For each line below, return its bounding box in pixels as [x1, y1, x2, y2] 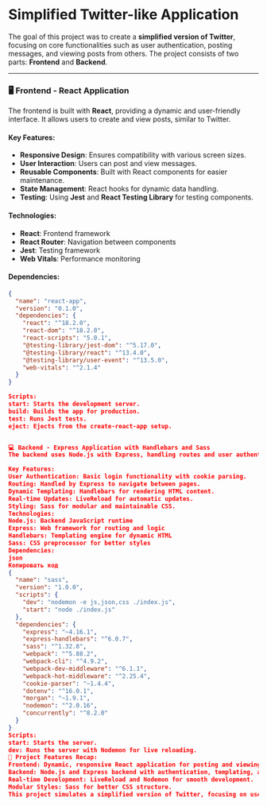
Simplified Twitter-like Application [8, 6, 239, 24]
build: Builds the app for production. [8, 407, 141, 415]
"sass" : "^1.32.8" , [22, 642, 87, 651]
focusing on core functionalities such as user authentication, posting [8, 40, 233, 49]
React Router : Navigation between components [19, 237, 176, 246]
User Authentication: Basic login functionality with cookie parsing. [8, 473, 247, 481]
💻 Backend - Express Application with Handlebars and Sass [8, 444, 211, 451]
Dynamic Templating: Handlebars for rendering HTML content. [8, 487, 215, 495]
